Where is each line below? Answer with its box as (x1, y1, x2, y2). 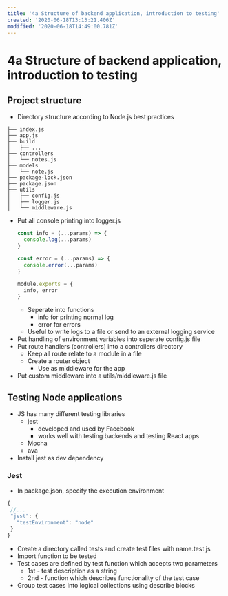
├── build (7, 138, 36, 145)
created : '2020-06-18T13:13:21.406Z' (7, 17, 116, 23)
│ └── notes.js (7, 156, 57, 163)
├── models (7, 163, 39, 169)
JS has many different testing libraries (17, 410, 125, 418)
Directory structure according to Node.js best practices (17, 113, 174, 121)
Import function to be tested (17, 552, 97, 560)
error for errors (37, 320, 81, 329)
